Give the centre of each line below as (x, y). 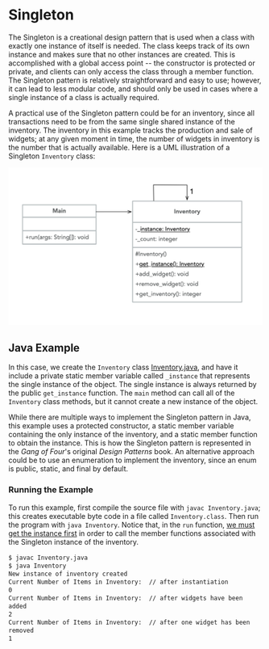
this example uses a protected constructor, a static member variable (121, 426)
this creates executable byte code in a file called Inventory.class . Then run (134, 516)
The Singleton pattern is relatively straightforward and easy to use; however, (135, 80)
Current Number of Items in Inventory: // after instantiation (118, 582)
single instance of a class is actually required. (84, 97)
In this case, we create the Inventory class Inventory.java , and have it (123, 367)
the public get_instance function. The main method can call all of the (122, 393)
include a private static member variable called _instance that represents (129, 376)
